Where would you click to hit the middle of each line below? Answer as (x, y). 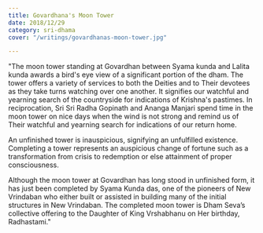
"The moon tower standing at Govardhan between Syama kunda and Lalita (129, 67)
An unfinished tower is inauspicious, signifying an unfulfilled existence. (123, 140)
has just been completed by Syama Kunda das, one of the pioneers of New (130, 188)
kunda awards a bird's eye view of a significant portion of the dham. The (126, 75)
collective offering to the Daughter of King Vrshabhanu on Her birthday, (124, 213)
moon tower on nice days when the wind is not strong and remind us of (124, 116)
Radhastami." (30, 222)
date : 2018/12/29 (37, 23)
